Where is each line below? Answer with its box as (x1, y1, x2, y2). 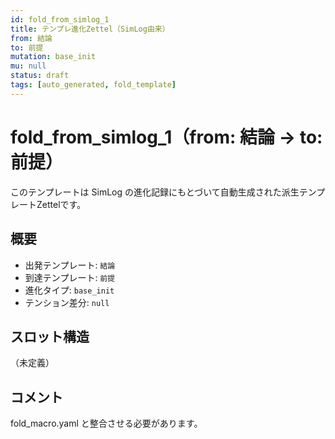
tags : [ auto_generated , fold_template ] (10, 80, 177, 90)
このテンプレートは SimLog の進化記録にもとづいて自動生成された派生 (10, 186, 300, 198)
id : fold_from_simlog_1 (10, 14, 110, 25)
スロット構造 (10, 328, 90, 345)
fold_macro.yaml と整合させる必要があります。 (10, 417, 203, 430)
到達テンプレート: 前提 (24, 271, 116, 283)
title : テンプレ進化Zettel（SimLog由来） (10, 24, 170, 34)
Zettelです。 (36, 198, 87, 210)
